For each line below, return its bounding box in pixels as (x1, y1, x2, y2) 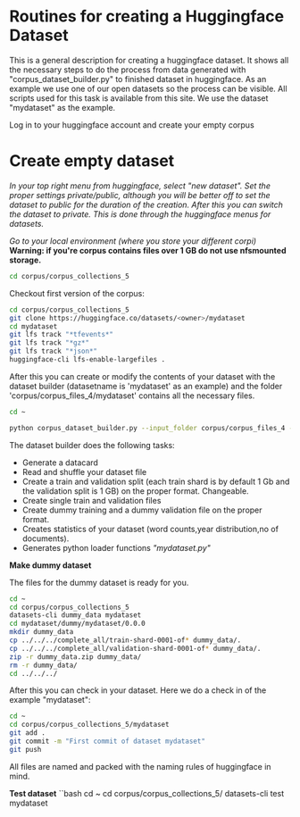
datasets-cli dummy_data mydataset (9, 611, 142, 620)
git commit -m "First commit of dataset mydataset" (9, 737, 205, 746)
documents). (21, 533, 70, 544)
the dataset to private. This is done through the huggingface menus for (9, 208, 271, 220)
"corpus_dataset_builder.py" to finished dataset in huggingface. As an (9, 73, 267, 84)
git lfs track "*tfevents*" (9, 330, 114, 339)
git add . (9, 729, 46, 738)
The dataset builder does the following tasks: (9, 439, 176, 450)
